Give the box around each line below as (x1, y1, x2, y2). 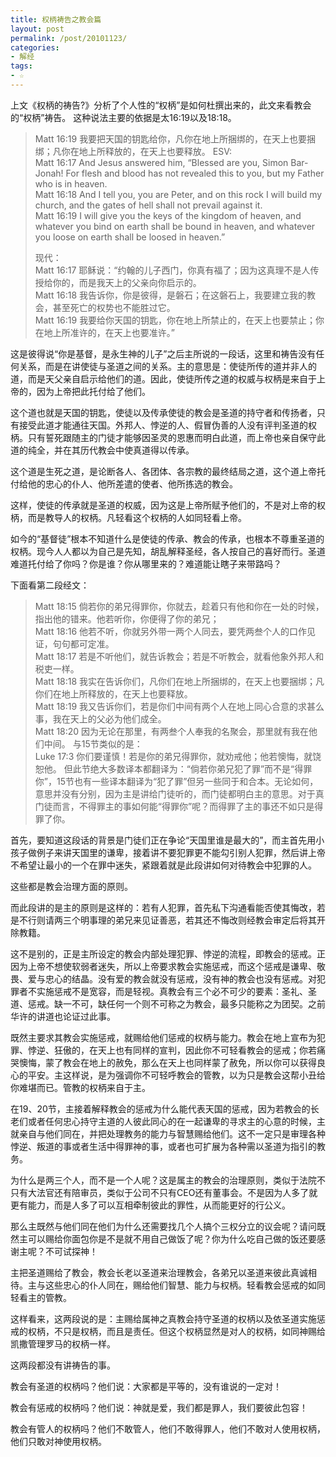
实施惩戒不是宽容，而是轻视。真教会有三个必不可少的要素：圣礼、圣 (36, 985, 317, 997)
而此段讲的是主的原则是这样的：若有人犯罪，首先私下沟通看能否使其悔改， (10, 901, 317, 913)
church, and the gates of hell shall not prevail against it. (34, 199, 263, 211)
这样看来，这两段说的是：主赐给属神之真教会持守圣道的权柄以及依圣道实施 (10, 1312, 317, 1325)
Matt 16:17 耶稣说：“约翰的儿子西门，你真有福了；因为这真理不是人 (34, 264, 311, 276)
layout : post (10, 24, 65, 34)
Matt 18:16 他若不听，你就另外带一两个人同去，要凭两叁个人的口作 (34, 625, 308, 637)
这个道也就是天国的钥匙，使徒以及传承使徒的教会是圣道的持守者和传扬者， (10, 406, 317, 418)
